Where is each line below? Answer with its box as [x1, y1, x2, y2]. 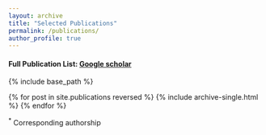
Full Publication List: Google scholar [8, 59, 132, 68]
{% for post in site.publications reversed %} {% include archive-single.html [8, 92, 259, 102]
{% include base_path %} [8, 77, 94, 87]
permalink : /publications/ [8, 27, 99, 35]
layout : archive [8, 11, 63, 20]
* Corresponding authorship [8, 117, 101, 128]
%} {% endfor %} [8, 101, 67, 111]
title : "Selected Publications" [8, 19, 117, 27]
